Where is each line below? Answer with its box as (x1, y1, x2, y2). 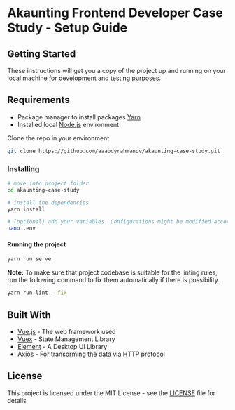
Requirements (7, 94, 70, 106)
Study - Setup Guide (7, 20, 128, 36)
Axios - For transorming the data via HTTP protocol (17, 350, 166, 358)
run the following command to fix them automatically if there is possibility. (7, 276, 220, 284)
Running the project (7, 240, 66, 249)
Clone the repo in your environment (7, 133, 110, 142)
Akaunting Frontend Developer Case (7, 5, 224, 21)
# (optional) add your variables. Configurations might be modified (7, 218, 211, 225)
